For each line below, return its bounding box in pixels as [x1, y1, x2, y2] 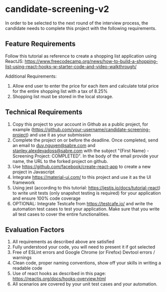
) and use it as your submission [26, 132, 91, 138]
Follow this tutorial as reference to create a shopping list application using [5, 53, 157, 59]
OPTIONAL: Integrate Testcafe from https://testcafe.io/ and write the [12, 200, 153, 206]
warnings [12, 255, 32, 261]
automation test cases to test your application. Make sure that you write [12, 206, 160, 212]
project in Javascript [12, 168, 55, 175]
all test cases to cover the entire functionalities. [12, 211, 110, 217]
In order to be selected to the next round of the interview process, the [5, 20, 149, 26]
